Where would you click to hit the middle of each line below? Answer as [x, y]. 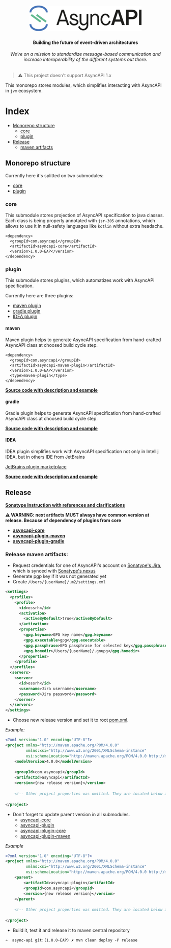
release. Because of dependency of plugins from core [63, 520]
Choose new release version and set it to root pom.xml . [70, 720]
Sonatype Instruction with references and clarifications [65, 505]
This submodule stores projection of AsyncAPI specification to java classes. [85, 215]
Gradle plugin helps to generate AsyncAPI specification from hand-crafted [83, 413]
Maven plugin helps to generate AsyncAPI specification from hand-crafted [83, 340]
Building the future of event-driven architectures [85, 42]
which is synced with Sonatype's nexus [54, 571]
